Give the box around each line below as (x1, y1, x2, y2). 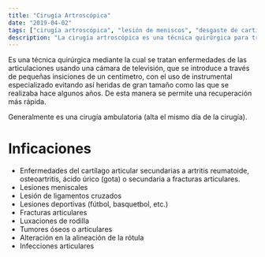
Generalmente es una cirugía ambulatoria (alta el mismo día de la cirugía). (8, 112, 248, 122)
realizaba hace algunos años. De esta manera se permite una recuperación (8, 88, 252, 99)
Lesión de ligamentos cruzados (19, 191, 122, 201)
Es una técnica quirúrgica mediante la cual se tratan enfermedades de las (8, 55, 247, 65)
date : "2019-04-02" (8, 19, 73, 27)
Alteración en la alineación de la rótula (19, 233, 144, 243)
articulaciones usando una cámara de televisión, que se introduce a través (8, 64, 250, 73)
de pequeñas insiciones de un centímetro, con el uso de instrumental (8, 72, 233, 81)
